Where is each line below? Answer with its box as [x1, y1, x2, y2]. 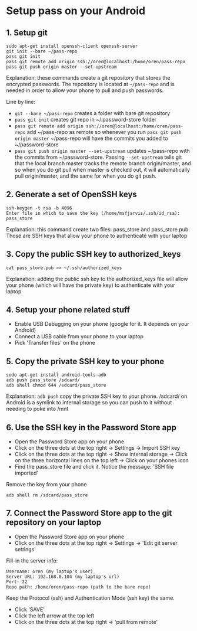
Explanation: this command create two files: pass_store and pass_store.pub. [6, 225, 190, 233]
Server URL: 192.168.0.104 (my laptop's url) [6, 574, 119, 580]
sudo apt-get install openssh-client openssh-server [6, 43, 138, 49]
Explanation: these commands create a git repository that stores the [6, 74, 171, 81]
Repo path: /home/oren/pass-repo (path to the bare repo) [6, 584, 151, 590]
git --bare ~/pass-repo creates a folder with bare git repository [14, 110, 171, 116]
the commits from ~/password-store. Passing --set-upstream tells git [14, 153, 182, 161]
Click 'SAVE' [14, 606, 45, 613]
